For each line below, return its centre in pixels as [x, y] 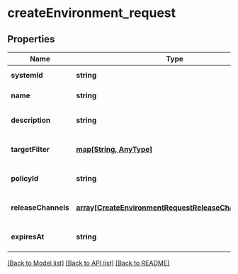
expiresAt [28, 237]
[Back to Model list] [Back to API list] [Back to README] [89, 263]
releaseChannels [40, 208]
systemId [27, 75]
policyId [25, 178]
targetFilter [30, 149]
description [31, 120]
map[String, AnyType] [114, 149]
